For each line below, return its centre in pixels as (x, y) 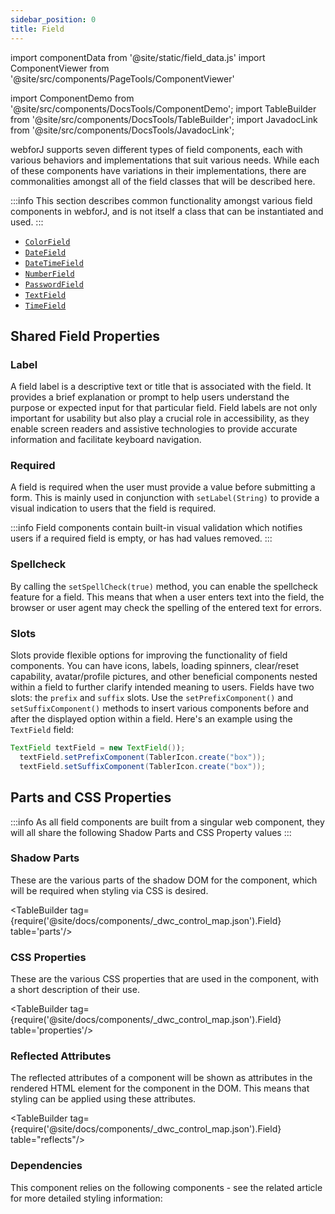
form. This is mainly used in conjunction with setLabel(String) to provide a (165, 498)
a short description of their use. (75, 990)
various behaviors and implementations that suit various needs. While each (165, 160)
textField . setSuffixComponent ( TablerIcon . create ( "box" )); (143, 766)
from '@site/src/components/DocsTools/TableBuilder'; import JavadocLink (164, 119)
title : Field (37, 29)
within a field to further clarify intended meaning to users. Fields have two (162, 687)
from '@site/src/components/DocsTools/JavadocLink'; (122, 130)
